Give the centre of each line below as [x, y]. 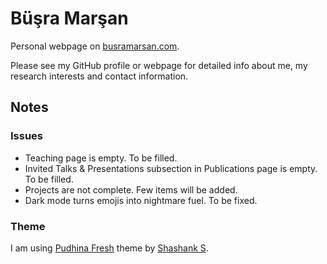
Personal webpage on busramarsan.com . [95, 46]
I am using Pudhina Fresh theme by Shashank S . [109, 248]
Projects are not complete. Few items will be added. [131, 189]
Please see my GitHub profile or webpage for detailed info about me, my [159, 65]
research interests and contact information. [99, 76]
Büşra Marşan [69, 18]
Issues [27, 136]
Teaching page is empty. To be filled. [101, 158]
